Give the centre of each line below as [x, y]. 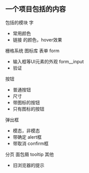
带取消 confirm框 [30, 143]
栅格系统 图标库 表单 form [32, 51]
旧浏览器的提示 [28, 165]
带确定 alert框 [27, 137]
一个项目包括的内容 [36, 9]
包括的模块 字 [19, 23]
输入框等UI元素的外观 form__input [48, 61]
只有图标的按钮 [28, 109]
